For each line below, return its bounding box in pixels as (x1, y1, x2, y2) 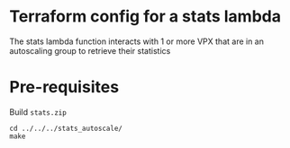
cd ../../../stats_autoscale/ (9, 124, 123, 133)
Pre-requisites (9, 77, 120, 98)
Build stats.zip (9, 106, 68, 118)
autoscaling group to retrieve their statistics (9, 45, 171, 56)
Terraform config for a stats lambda (9, 6, 282, 27)
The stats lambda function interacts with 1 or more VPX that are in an (9, 36, 264, 47)
